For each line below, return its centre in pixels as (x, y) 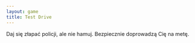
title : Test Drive (29, 17)
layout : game (22, 11)
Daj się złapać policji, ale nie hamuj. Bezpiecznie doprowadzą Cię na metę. (98, 34)
